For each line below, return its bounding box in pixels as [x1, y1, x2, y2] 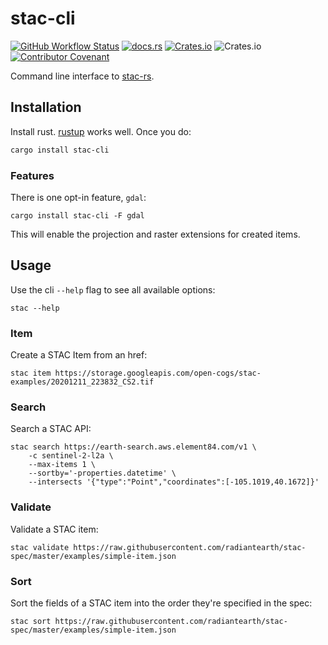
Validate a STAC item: [10, 523, 99, 535]
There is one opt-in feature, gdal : [10, 191, 147, 203]
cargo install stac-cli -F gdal [10, 210, 145, 221]
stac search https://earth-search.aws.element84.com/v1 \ [10, 442, 257, 452]
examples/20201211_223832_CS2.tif [10, 377, 155, 387]
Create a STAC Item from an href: [10, 349, 148, 361]
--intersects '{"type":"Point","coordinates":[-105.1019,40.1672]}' [28, 477, 320, 487]
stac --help [10, 303, 60, 313]
